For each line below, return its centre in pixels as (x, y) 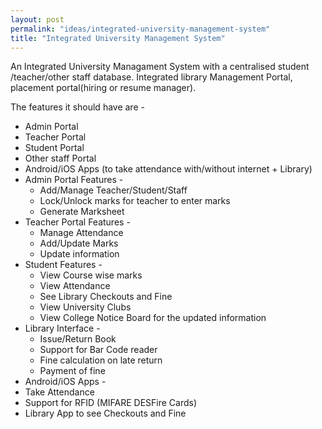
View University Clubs (85, 307)
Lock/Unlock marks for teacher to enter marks (135, 201)
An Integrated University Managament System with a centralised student (160, 67)
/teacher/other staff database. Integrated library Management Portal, (151, 77)
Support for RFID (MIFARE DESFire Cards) (111, 403)
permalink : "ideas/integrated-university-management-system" (140, 29)
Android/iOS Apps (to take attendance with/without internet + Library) (168, 169)
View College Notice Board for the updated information (153, 318)
